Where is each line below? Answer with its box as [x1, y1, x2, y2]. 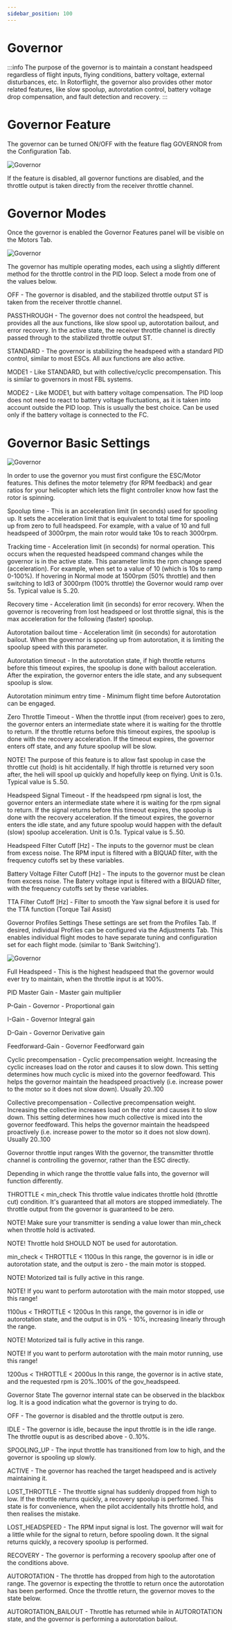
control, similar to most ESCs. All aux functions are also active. [7, 354, 186, 363]
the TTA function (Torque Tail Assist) [7, 905, 112, 914]
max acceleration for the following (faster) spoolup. [7, 615, 154, 623]
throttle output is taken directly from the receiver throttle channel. [7, 181, 194, 189]
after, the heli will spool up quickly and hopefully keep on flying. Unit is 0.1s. [7, 770, 223, 779]
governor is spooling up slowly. [7, 1453, 96, 1462]
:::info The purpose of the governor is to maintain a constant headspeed [7, 63, 213, 71]
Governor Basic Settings [7, 435, 150, 451]
